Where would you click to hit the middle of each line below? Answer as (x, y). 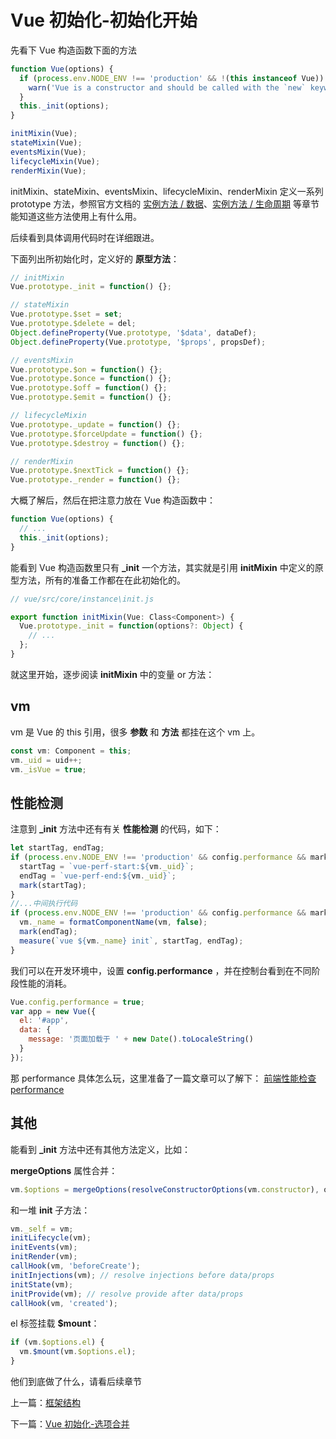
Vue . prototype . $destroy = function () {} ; (98, 443)
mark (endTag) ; (48, 932)
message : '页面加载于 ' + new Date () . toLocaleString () (141, 1039)
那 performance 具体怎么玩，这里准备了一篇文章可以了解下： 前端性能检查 (163, 1078)
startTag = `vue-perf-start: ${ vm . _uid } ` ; (107, 866)
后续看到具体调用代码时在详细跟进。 (85, 237)
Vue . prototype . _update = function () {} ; (96, 424)
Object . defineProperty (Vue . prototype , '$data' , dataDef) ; (133, 332)
